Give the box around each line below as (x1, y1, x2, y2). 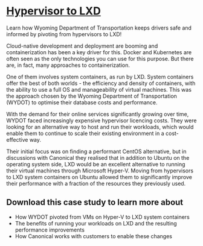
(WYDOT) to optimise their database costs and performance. (6, 98, 158, 106)
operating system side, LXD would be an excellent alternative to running (6, 160, 185, 168)
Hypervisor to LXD (6, 4, 101, 18)
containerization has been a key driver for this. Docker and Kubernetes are (6, 48, 192, 55)
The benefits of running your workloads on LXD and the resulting (14, 219, 177, 227)
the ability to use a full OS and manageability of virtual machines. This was (6, 86, 192, 93)
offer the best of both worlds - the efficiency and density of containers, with (6, 80, 196, 87)
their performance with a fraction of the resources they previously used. (6, 180, 186, 187)
